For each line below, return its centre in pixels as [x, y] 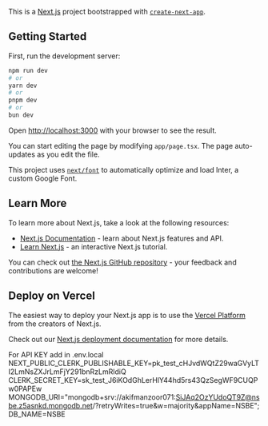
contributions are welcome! [53, 270]
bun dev [21, 115]
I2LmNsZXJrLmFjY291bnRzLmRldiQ [67, 372]
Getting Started [48, 36]
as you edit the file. [68, 154]
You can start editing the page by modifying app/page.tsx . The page [121, 145]
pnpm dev [23, 100]
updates [22, 154]
